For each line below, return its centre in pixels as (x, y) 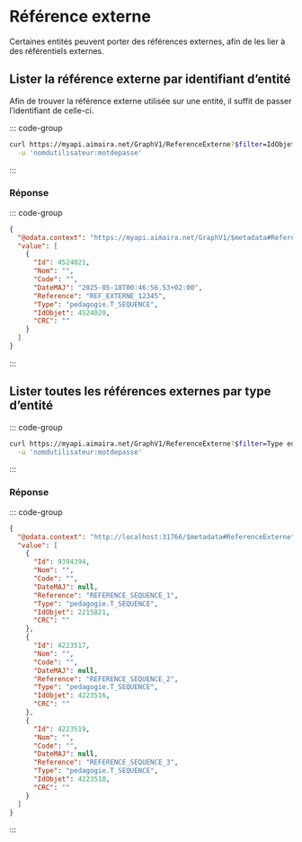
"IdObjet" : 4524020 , (71, 313)
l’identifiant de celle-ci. (52, 111)
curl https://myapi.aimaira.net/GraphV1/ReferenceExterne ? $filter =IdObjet (152, 144)
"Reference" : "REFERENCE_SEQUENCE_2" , (106, 679)
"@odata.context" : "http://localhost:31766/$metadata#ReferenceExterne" (156, 536)
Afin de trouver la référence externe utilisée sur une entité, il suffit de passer (151, 101)
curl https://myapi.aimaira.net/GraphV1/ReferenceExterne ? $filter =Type (146, 443)
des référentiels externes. (57, 50)
